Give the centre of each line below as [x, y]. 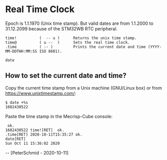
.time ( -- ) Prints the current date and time [75, 47]
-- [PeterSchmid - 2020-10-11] [37, 152]
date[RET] [16, 139]
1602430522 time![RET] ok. [35, 130]
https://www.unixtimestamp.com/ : [41, 93]
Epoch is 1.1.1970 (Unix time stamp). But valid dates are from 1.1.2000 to [79, 23]
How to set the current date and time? [66, 76]
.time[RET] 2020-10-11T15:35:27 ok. [44, 134]
